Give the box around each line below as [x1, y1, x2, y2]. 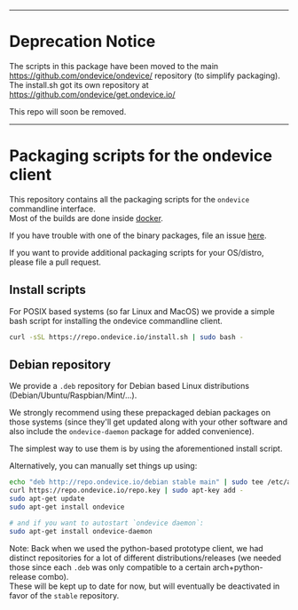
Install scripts [9, 282, 87, 297]
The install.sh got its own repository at [9, 79, 149, 90]
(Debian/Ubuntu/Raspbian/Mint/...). [9, 390, 137, 400]
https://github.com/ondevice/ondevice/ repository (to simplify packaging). [9, 70, 281, 81]
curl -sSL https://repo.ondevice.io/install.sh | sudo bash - [9, 332, 244, 342]
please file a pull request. [9, 257, 102, 267]
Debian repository [9, 357, 111, 372]
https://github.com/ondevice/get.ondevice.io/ [9, 89, 176, 99]
